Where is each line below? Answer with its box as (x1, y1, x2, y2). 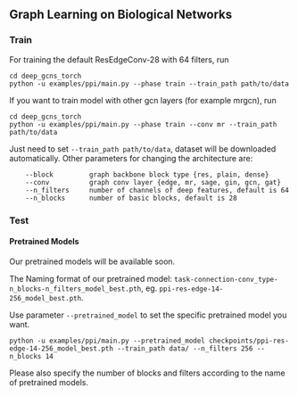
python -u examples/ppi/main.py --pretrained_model (9, 336, 205, 345)
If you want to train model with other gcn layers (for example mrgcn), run (9, 95, 277, 105)
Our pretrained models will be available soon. (9, 256, 176, 267)
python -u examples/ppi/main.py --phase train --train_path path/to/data (9, 79, 290, 88)
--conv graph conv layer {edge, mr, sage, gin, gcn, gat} (25, 177, 281, 186)
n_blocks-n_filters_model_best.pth (9, 285, 142, 293)
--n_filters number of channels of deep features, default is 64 (25, 186, 290, 194)
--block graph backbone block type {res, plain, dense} (25, 169, 269, 179)
